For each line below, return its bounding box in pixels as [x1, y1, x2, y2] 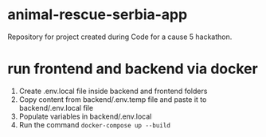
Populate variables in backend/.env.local [18, 112, 152, 121]
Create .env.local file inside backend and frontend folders [18, 86, 208, 96]
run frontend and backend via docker [7, 60, 258, 78]
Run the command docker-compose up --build [18, 119, 170, 129]
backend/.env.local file [18, 103, 94, 112]
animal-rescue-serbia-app [7, 6, 188, 24]
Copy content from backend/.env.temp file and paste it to [18, 94, 207, 104]
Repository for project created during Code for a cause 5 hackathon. [7, 32, 233, 41]
